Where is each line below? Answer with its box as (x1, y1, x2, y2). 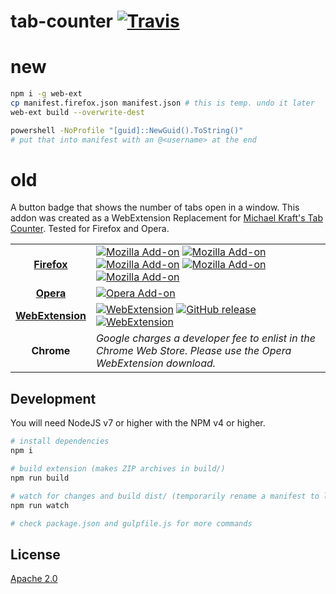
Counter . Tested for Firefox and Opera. (10, 223, 170, 235)
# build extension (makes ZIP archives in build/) (10, 464, 226, 474)
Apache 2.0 (10, 573, 58, 585)
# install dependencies (10, 436, 110, 447)
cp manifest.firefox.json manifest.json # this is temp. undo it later (10, 98, 315, 108)
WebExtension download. (95, 356, 217, 370)
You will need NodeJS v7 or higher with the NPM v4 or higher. (10, 417, 266, 429)
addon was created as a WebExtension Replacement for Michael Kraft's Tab (10, 212, 323, 224)
